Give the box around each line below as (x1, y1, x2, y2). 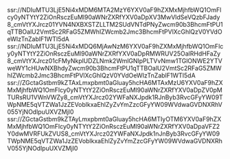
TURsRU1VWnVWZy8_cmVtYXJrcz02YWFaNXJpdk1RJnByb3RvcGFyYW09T (7, 93, 223, 101)
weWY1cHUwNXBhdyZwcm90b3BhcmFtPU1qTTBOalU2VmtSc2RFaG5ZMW (7, 64, 222, 72)
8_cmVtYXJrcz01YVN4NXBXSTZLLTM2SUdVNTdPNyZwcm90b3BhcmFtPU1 (7, 21, 223, 28)
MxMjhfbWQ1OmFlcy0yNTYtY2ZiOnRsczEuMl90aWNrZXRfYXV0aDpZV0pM (7, 86, 223, 94)
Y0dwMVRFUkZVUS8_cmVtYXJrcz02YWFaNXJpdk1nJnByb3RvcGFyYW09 (7, 130, 220, 138)
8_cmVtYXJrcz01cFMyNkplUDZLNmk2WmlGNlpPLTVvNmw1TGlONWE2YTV (7, 57, 223, 64)
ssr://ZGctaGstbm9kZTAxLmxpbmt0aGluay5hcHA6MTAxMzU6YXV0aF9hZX (7, 79, 223, 86)
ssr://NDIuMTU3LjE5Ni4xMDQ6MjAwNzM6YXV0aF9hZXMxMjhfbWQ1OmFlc (7, 42, 224, 50)
